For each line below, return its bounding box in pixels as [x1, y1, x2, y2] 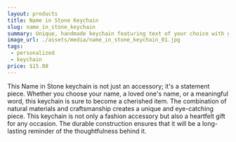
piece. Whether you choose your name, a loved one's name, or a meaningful [7, 89, 228, 98]
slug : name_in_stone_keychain [7, 23, 96, 30]
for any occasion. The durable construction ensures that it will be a [7, 119, 202, 127]
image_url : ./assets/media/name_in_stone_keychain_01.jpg [7, 37, 181, 44]
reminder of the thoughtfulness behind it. [27, 127, 147, 135]
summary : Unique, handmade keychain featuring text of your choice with [7, 30, 225, 37]
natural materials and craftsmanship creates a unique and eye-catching [7, 104, 214, 112]
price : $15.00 [7, 63, 49, 70]
